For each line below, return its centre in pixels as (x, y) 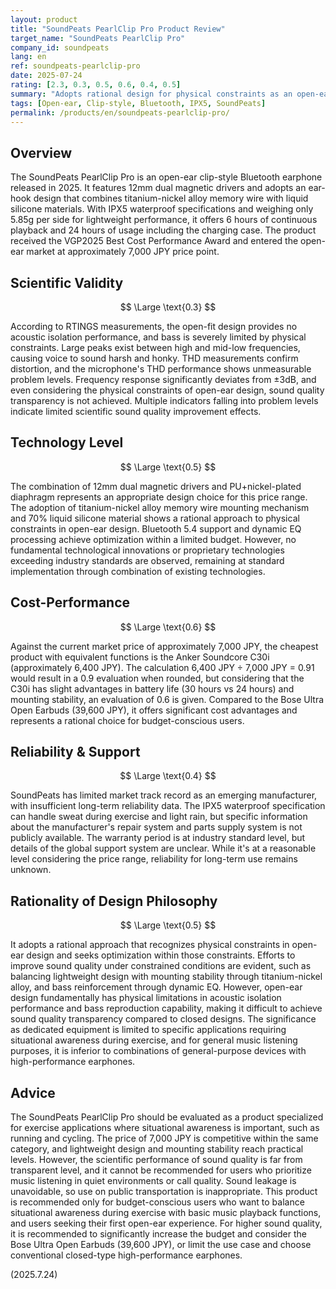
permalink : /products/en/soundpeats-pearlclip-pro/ (120, 112)
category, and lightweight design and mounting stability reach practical (157, 1149)
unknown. (31, 870)
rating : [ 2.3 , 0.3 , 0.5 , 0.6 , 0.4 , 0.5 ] (96, 85)
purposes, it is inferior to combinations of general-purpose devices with (158, 1051)
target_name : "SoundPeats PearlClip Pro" (98, 38)
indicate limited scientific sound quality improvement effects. (136, 411)
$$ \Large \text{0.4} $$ (168, 776)
